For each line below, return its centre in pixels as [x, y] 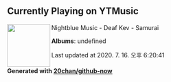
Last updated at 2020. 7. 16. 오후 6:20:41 [108, 55]
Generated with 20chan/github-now [60, 71]
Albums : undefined [79, 41]
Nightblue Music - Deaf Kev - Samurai [105, 27]
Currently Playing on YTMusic [73, 11]
